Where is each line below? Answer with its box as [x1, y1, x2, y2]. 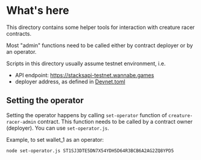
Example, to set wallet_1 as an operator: [6, 136, 104, 143]
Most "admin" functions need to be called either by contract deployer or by [6, 42, 193, 49]
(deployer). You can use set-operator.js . [6, 124, 110, 132]
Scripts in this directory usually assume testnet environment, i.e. [6, 60, 166, 67]
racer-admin [6, 119, 36, 125]
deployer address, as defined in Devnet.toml [14, 78, 126, 85]
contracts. [6, 30, 32, 37]
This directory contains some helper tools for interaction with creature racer [6, 24, 195, 31]
